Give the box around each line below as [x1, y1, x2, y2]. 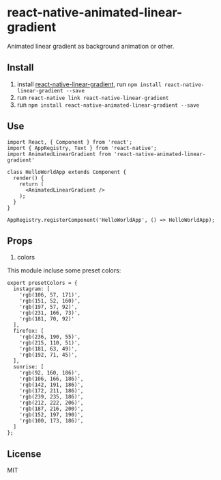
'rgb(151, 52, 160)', [19, 298, 80, 305]
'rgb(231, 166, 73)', [19, 310, 80, 316]
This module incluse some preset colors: [7, 266, 121, 275]
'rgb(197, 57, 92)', [19, 303, 78, 311]
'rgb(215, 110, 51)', [19, 340, 80, 346]
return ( [19, 180, 44, 188]
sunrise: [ [13, 364, 44, 370]
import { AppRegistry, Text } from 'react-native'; [7, 144, 157, 151]
